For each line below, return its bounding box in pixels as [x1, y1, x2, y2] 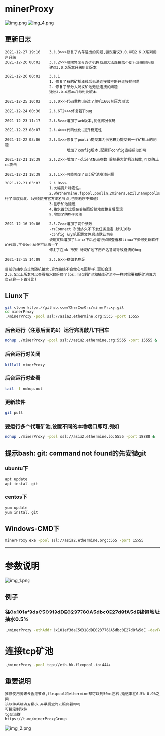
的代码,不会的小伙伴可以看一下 [5, 242, 59, 247]
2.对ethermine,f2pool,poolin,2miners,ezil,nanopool [49, 191, 156, 196]
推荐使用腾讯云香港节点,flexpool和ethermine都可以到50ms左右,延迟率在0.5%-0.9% [5, 691, 156, 697]
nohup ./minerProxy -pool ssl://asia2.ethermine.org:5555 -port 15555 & [5, 338, 157, 343]
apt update [5, 476, 27, 482]
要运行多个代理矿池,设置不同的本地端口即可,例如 [5, 423, 119, 429]
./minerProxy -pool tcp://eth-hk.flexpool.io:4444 [5, 662, 111, 667]
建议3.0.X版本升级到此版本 [49, 65, 97, 70]
